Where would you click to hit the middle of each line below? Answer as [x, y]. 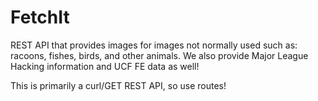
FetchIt [40, 17]
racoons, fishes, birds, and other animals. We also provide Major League [159, 55]
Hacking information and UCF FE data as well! [105, 66]
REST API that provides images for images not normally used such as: [154, 45]
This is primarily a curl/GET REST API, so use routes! [118, 85]
